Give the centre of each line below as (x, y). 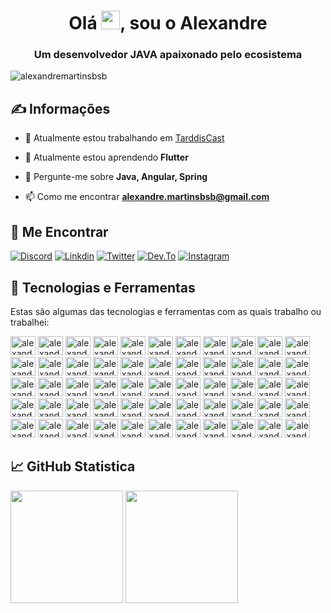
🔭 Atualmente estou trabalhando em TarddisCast (124, 138)
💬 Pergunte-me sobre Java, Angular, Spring (116, 177)
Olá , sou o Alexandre (168, 23)
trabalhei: (30, 322)
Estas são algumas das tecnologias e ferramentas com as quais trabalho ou (166, 311)
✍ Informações (60, 108)
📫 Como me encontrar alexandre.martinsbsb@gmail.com (147, 197)
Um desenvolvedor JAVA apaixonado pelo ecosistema (168, 55)
